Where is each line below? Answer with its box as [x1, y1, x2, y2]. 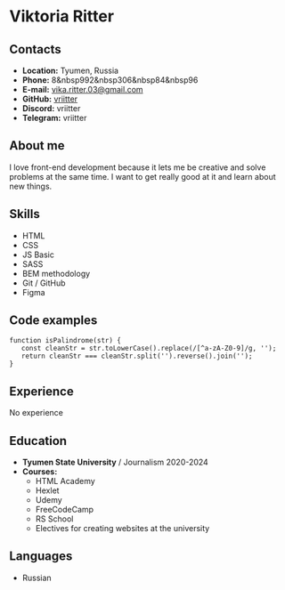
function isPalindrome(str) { [9, 336, 122, 345]
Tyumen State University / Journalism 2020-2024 [21, 457, 209, 468]
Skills [9, 206, 40, 222]
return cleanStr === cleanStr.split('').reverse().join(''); [20, 352, 253, 361]
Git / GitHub [21, 278, 66, 288]
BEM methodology [21, 268, 91, 279]
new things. [9, 181, 53, 191]
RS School [35, 513, 74, 524]
